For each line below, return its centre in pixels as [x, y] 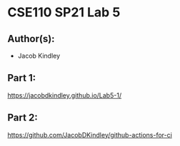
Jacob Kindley [39, 56]
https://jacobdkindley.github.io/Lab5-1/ [65, 95]
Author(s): [31, 39]
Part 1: [22, 78]
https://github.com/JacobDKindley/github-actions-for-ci [90, 135]
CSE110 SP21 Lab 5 [64, 12]
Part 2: [22, 118]
